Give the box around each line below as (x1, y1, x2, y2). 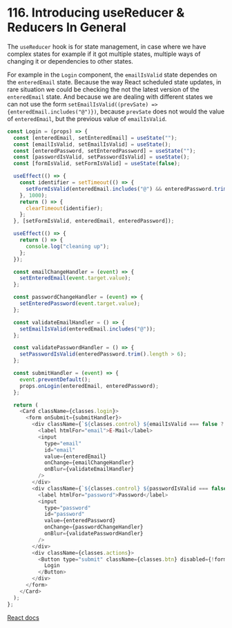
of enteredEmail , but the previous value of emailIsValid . (7, 114, 167, 122)
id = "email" (43, 446, 76, 454)
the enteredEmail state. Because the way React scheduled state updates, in (7, 77, 222, 86)
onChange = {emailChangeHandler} (43, 459, 135, 466)
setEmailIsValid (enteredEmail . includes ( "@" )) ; (19, 325, 156, 333)
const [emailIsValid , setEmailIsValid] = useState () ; (13, 140, 171, 148)
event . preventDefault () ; (19, 376, 91, 383)
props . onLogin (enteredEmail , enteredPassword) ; (19, 382, 159, 389)
